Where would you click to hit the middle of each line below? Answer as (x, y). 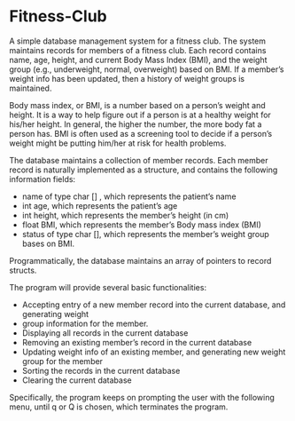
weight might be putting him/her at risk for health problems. (118, 143)
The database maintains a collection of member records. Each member (139, 160)
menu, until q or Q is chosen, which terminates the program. (119, 407)
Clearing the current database (77, 380)
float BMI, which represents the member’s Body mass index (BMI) (141, 225)
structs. (23, 270)
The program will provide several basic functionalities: (108, 287)
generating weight (55, 314)
